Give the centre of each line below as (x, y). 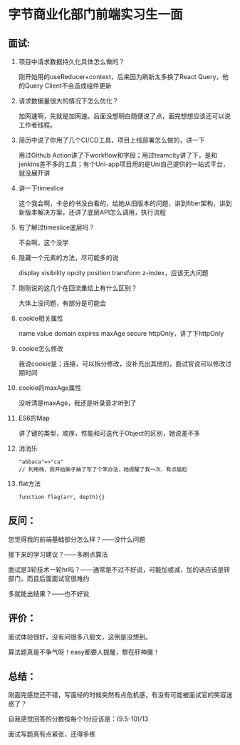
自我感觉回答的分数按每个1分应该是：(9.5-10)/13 (78, 719)
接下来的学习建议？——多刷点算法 (58, 554)
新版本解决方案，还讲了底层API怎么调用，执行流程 (92, 212)
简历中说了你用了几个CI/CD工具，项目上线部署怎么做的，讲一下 (111, 140)
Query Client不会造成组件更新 (68, 86)
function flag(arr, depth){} (62, 497)
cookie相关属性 (41, 318)
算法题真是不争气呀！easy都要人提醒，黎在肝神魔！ (84, 652)
